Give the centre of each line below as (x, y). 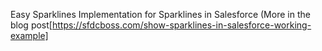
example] (29, 35)
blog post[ (31, 25)
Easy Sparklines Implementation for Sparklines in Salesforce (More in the (160, 14)
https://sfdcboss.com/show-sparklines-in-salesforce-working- (181, 25)
